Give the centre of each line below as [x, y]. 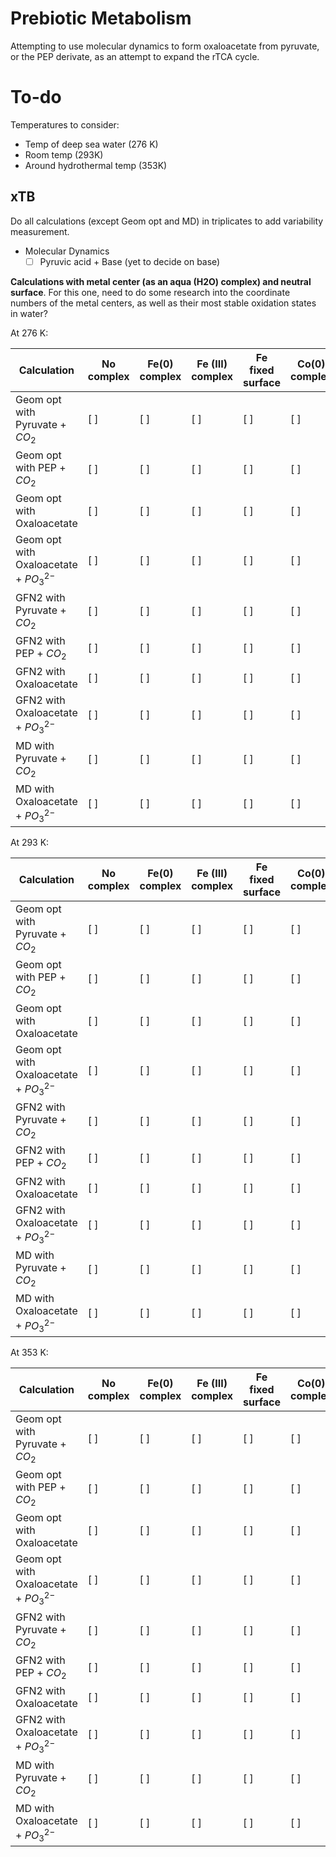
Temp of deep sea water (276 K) [91, 144]
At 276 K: [29, 333]
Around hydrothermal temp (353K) [96, 165]
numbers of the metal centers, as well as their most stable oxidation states [163, 303]
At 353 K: [29, 1352]
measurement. [40, 231]
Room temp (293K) [64, 154]
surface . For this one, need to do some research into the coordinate [150, 292]
